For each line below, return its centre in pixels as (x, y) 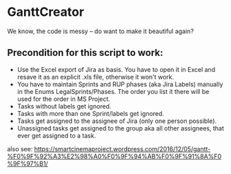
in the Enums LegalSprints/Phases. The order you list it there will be (113, 91)
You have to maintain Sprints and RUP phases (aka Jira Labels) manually (120, 84)
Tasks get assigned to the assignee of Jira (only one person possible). (117, 121)
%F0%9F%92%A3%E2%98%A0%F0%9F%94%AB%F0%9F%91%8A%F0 (114, 156)
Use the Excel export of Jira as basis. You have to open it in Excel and (116, 69)
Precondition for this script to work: (85, 53)
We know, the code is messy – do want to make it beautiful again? (101, 31)
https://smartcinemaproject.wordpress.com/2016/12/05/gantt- (122, 148)
